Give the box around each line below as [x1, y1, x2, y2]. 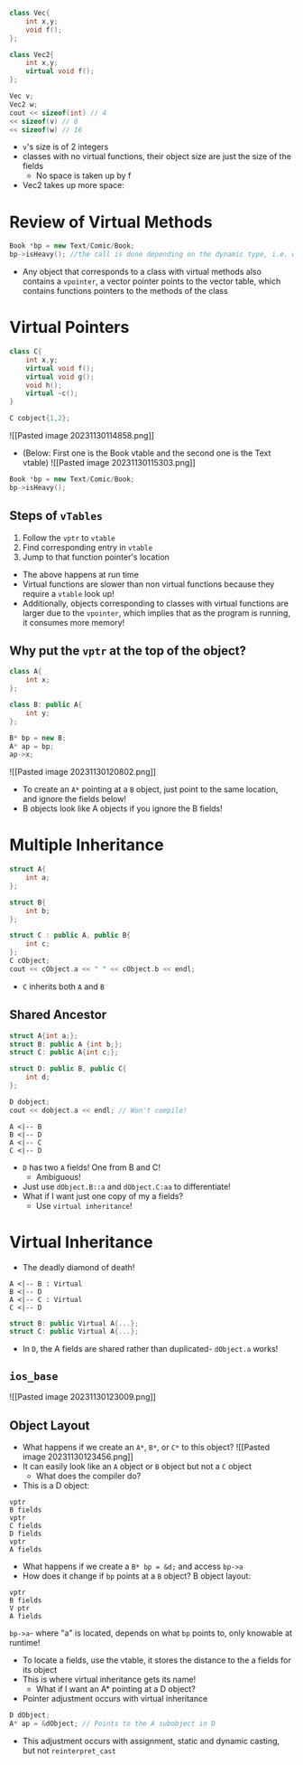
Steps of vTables [9, 508, 104, 524]
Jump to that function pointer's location [22, 552, 170, 562]
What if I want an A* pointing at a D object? [35, 1683, 196, 1694]
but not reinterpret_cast [22, 1745, 116, 1756]
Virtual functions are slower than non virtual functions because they [22, 579, 275, 590]
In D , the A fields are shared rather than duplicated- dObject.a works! [22, 1344, 279, 1354]
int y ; [25, 708, 50, 718]
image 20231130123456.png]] [22, 1451, 133, 1462]
